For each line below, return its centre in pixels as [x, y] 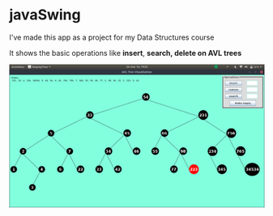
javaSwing [45, 15]
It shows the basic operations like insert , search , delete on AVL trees [126, 53]
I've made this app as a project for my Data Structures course [112, 37]
